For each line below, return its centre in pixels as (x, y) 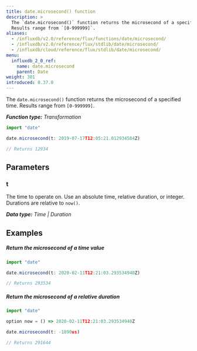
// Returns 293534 (28, 283)
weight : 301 (21, 77)
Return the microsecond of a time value (55, 248)
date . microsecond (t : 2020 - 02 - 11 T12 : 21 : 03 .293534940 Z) (73, 273)
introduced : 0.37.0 (30, 83)
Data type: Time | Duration (39, 215)
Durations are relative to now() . (43, 203)
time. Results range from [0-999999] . (50, 106)
